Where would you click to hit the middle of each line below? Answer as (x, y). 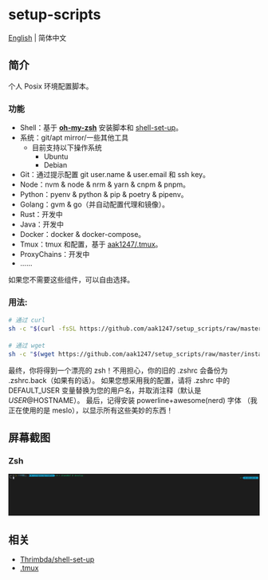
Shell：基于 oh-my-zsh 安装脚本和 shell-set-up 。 (101, 128)
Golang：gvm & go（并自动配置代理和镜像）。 (95, 204)
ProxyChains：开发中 (55, 254)
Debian (55, 165)
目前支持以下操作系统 (67, 148)
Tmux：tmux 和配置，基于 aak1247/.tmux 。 (91, 244)
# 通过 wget (27, 345)
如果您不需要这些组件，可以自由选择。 (71, 280)
